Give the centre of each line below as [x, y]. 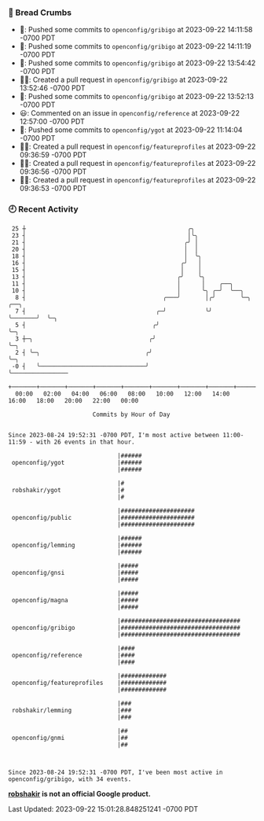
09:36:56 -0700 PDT [53, 171]
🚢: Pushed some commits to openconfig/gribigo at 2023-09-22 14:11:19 [135, 46]
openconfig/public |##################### [103, 517]
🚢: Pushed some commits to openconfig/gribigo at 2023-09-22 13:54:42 [137, 63]
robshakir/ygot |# [68, 490]
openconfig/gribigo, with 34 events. [70, 779]
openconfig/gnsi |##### [75, 572]
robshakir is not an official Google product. [79, 793]
